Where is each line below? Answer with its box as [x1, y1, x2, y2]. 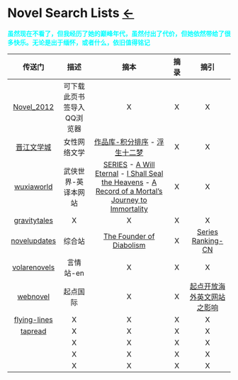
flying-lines [13, 314, 53, 324]
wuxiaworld [13, 181, 53, 191]
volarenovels [12, 262, 55, 272]
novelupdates [11, 235, 57, 245]
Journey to [110, 195, 147, 205]
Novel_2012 [13, 101, 55, 111]
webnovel [17, 291, 50, 301]
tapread [20, 326, 47, 336]
